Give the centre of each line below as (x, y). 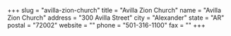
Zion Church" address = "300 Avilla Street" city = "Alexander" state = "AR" (116, 18)
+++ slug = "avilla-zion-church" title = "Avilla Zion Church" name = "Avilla (114, 10)
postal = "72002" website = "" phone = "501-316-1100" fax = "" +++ (107, 25)
